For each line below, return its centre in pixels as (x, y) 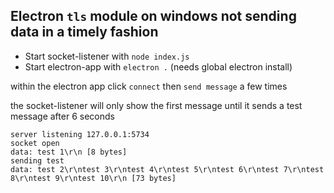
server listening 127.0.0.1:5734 (80, 134)
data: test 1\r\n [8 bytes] (69, 152)
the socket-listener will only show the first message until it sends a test (156, 105)
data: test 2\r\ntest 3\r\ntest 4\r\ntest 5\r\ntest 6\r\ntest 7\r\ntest (167, 169)
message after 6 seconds (62, 116)
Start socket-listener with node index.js (107, 56)
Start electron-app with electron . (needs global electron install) (158, 66)
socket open (35, 143)
